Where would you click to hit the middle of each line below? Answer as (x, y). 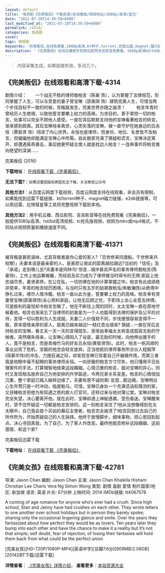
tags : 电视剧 (17, 42)
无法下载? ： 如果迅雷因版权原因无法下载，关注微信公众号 (55, 182)
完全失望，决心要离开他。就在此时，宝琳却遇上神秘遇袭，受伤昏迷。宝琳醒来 (82, 398)
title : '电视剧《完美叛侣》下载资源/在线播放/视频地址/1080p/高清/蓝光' (72, 14)
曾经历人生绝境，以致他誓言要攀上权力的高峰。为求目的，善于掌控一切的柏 (80, 114)
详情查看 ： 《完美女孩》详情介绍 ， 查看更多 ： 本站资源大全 (64, 565)
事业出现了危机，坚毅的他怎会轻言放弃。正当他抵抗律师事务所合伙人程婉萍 (80, 349)
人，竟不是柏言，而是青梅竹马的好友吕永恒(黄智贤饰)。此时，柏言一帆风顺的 (82, 343)
